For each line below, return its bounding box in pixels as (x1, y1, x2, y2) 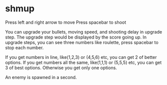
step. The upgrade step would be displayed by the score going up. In (5, 34, 147, 40)
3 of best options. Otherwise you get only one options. (5, 65, 117, 71)
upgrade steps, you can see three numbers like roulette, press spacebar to (5, 39, 159, 45)
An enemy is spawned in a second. (5, 74, 77, 80)
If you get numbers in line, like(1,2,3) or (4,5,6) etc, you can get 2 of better (5, 54, 157, 60)
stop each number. (5, 44, 44, 50)
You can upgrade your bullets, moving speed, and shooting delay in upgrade (5, 29, 163, 35)
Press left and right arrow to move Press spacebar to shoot (5, 19, 126, 25)
